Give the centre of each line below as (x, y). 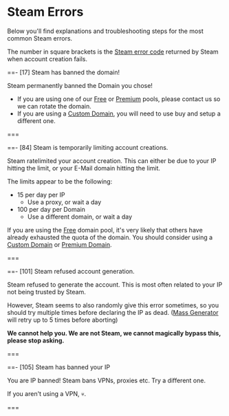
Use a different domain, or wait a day (80, 217)
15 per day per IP (41, 195)
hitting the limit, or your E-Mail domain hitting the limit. (84, 168)
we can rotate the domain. (54, 106)
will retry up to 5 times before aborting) (63, 320)
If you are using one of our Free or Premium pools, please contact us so (119, 99)
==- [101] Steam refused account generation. (71, 271)
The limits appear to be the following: (60, 181)
